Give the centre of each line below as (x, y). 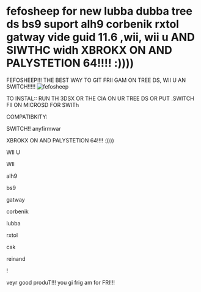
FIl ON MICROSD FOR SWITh (43, 104)
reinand (16, 258)
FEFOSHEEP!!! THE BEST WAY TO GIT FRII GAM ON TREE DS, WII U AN (96, 80)
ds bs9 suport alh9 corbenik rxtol (93, 24)
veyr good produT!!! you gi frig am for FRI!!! (60, 282)
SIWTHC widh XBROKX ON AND (89, 50)
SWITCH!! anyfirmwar (34, 128)
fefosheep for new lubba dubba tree (99, 11)
